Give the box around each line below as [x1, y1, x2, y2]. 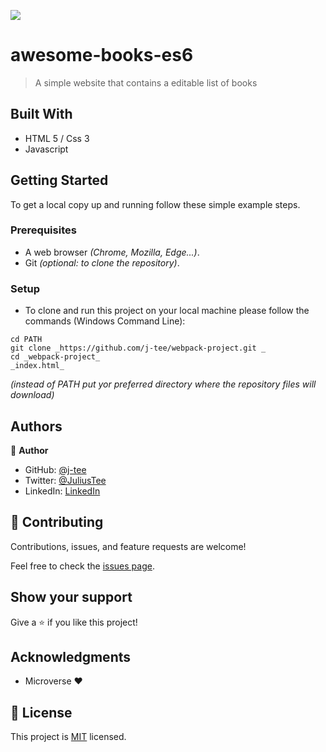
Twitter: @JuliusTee [24, 474, 107, 486]
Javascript [24, 143, 69, 155]
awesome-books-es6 [10, 44, 194, 67]
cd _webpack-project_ [10, 352, 101, 362]
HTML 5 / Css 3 [24, 132, 90, 144]
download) [10, 389, 55, 401]
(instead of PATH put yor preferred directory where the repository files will [10, 378, 317, 390]
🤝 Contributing [10, 514, 104, 531]
